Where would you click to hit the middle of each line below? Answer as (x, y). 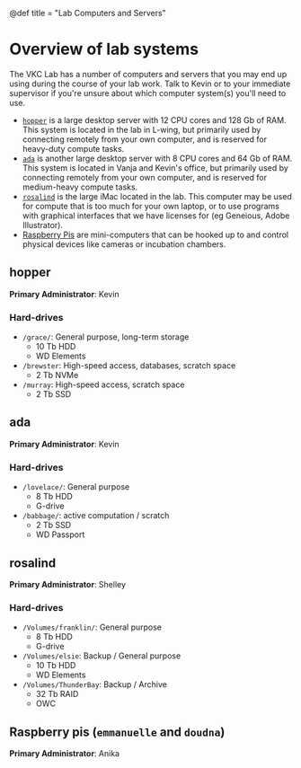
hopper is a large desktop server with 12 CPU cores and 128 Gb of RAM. (154, 119)
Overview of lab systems (104, 49)
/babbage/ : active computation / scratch (96, 516)
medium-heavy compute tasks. (80, 187)
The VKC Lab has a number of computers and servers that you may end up (148, 74)
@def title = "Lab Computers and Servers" (88, 13)
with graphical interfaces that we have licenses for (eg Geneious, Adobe (156, 216)
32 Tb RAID (57, 694)
